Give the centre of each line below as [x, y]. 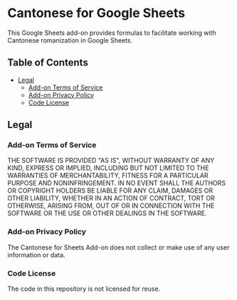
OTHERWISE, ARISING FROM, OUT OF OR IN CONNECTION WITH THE [111, 206]
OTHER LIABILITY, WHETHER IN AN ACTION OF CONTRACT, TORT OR [111, 198]
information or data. [36, 255]
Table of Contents [48, 63]
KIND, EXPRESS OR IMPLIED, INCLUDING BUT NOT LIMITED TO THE [108, 168]
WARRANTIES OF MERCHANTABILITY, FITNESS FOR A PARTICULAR [108, 176]
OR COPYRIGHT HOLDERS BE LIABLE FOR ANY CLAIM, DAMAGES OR [110, 191]
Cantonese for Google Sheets [96, 13]
